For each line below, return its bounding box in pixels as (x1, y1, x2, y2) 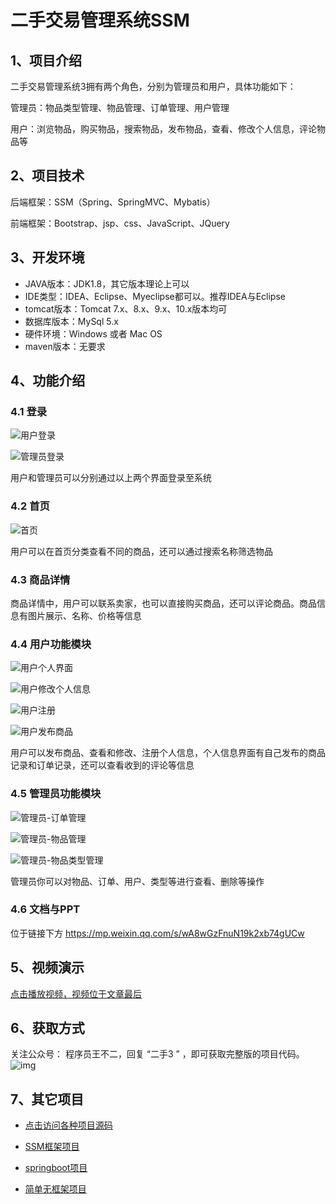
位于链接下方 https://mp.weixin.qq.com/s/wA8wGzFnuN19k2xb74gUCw (10, 927, 305, 939)
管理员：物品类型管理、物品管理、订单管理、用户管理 (10, 102, 230, 113)
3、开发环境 (10, 249, 85, 266)
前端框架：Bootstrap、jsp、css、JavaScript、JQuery (10, 217, 230, 229)
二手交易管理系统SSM (10, 9, 190, 32)
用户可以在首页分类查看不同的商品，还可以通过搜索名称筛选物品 (10, 545, 273, 557)
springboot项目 (24, 1162, 88, 1174)
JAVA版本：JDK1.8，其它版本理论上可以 (24, 277, 190, 290)
